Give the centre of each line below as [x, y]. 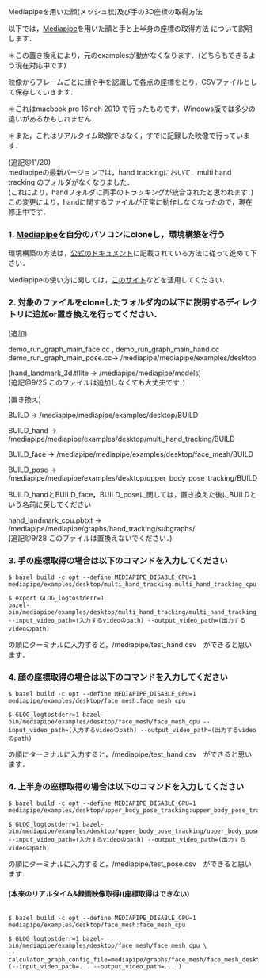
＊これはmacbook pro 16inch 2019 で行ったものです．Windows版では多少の [132, 109]
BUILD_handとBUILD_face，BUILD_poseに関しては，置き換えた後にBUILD [129, 494]
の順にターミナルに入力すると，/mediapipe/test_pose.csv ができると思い [130, 864]
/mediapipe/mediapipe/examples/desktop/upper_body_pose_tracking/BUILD [133, 477]
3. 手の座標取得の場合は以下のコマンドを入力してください [118, 560]
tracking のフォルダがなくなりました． [71, 182]
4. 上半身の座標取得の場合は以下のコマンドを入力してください [126, 787]
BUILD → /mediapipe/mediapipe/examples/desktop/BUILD [103, 415]
